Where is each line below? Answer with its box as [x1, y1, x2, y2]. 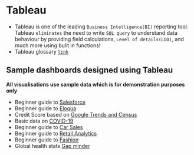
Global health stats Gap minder [14, 142, 90, 149]
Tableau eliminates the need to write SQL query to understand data [14, 29, 178, 36]
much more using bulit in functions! [14, 42, 101, 49]
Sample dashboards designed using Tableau [6, 65, 173, 75]
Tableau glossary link [14, 48, 69, 55]
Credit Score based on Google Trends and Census [14, 111, 137, 118]
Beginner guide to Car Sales [14, 123, 83, 130]
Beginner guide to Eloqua [14, 104, 77, 112]
